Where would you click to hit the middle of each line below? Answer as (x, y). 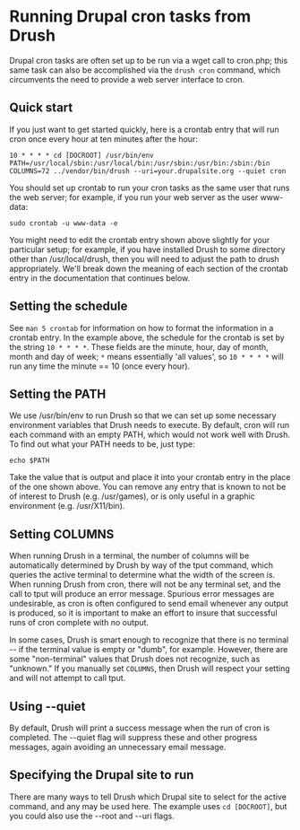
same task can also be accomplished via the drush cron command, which (145, 70)
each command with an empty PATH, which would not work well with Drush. (150, 435)
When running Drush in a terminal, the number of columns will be (129, 556)
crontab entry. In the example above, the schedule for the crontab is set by (147, 337)
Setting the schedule (69, 306)
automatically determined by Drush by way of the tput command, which (141, 565)
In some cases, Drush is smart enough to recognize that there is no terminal (149, 640)
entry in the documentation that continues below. (100, 278)
